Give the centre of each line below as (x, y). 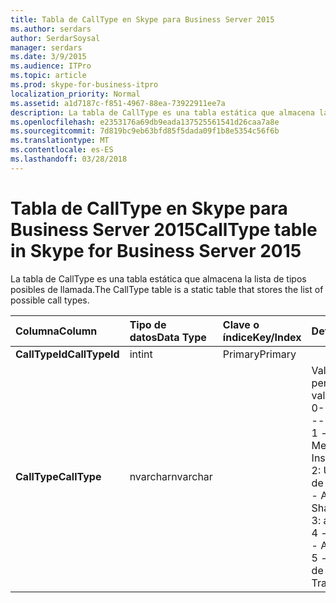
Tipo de (148, 324)
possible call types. (50, 300)
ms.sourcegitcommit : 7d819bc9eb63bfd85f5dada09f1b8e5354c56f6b (145, 131)
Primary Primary (259, 354)
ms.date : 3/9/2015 (48, 57)
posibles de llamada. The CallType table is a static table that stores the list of (167, 289)
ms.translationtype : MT (60, 141)
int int (141, 354)
